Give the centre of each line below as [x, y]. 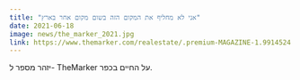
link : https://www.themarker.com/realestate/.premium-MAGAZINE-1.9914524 [150, 42]
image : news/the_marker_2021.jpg [72, 34]
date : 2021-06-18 [42, 26]
